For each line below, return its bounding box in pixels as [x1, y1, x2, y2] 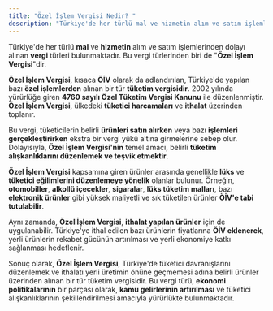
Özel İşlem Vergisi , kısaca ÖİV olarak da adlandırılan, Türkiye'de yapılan [8, 75, 250, 84]
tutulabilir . [8, 201, 45, 211]
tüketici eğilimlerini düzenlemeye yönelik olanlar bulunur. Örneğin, [8, 175, 235, 185]
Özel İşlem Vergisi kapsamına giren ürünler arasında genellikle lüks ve [8, 166, 245, 176]
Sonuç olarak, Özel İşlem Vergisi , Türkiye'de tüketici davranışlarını [8, 258, 231, 268]
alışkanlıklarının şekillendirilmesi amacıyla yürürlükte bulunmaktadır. [8, 293, 235, 303]
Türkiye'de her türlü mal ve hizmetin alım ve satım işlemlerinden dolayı [8, 41, 245, 51]
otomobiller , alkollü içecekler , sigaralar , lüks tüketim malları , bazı [8, 184, 233, 193]
